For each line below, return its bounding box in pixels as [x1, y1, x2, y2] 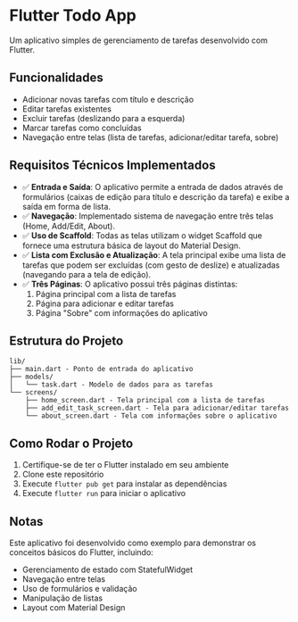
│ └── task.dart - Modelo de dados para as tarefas [9, 380, 214, 389]
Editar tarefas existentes [21, 104, 112, 114]
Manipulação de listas [21, 593, 103, 603]
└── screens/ [9, 388, 58, 397]
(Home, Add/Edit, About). [21, 220, 116, 231]
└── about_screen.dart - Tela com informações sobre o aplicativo [25, 411, 277, 420]
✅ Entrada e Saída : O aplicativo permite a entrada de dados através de [21, 181, 284, 192]
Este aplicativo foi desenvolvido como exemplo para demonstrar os [9, 537, 257, 548]
